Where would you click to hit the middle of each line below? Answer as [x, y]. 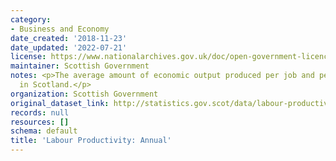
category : [31, 19]
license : [28, 57]
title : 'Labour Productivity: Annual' [91, 141]
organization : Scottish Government [84, 94]
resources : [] [40, 122]
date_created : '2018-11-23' [69, 38]
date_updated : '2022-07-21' [69, 47]
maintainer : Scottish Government [80, 66]
